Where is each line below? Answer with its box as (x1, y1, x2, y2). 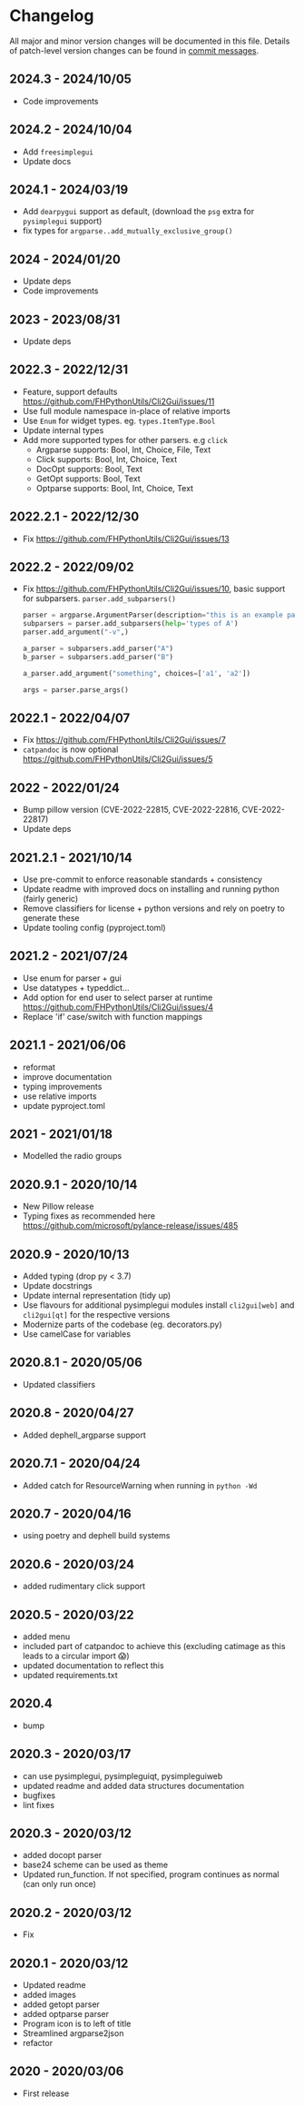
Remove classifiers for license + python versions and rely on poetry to (22, 903, 286, 914)
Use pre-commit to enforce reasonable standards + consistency (22, 874, 263, 885)
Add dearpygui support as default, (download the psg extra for (22, 206, 255, 217)
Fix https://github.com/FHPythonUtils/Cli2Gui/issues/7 (22, 735, 227, 746)
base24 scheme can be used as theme (22, 1859, 169, 1871)
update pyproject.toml (22, 1100, 106, 1111)
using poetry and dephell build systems (22, 1530, 171, 1541)
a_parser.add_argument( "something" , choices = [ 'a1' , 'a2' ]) (22, 668, 251, 677)
